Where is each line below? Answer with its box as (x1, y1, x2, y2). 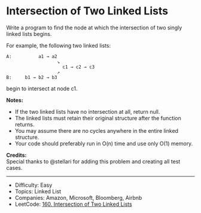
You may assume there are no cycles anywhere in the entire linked (14, 127, 178, 134)
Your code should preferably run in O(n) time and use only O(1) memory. (14, 139, 193, 147)
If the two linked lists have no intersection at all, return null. (14, 108, 160, 115)
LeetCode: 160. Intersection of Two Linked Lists (14, 200, 133, 208)
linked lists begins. (6, 30, 52, 37)
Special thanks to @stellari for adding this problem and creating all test (6, 157, 181, 165)
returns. (14, 121, 35, 128)
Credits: (6, 151, 27, 159)
